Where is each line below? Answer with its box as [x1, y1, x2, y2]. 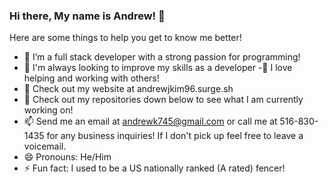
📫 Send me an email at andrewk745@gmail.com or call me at [23, 115, 278, 128]
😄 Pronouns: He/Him [23, 151, 112, 163]
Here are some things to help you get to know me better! [9, 32, 242, 44]
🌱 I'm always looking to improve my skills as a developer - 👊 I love [23, 62, 293, 74]
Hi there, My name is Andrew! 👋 [9, 9, 166, 23]
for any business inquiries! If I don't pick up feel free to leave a [46, 130, 304, 142]
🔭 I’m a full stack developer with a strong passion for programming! [23, 51, 301, 63]
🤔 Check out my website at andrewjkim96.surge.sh [23, 83, 234, 95]
